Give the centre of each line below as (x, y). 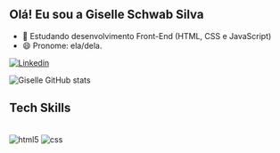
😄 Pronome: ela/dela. (62, 45)
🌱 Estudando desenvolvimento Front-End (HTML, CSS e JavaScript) (147, 36)
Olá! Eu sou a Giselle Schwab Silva (107, 15)
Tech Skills (40, 108)
